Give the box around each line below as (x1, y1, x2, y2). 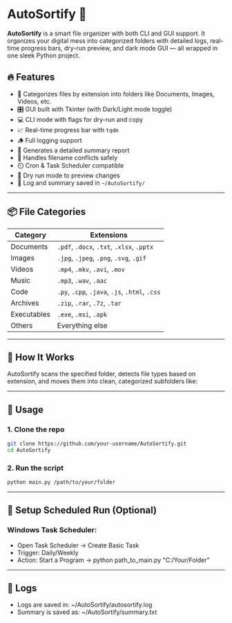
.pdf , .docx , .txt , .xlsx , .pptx (57, 242, 154, 252)
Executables (10, 309, 50, 319)
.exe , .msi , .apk (57, 309, 108, 319)
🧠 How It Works (7, 351, 75, 363)
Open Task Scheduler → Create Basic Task (17, 541, 139, 550)
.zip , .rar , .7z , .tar (57, 298, 122, 308)
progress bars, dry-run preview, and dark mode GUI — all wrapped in (21, 44, 218, 52)
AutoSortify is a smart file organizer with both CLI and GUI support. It (7, 29, 206, 37)
